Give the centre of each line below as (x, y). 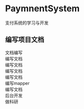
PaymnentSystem (42, 9)
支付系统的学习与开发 (27, 23)
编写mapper (17, 83)
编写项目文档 (25, 40)
